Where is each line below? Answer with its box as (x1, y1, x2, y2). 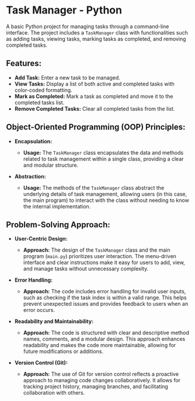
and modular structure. (23, 162, 79, 169)
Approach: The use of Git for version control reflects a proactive (23, 371, 179, 378)
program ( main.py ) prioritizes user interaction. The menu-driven (23, 253, 177, 260)
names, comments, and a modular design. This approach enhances (23, 335, 186, 342)
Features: (6, 59, 42, 68)
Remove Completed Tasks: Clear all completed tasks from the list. (14, 105, 175, 112)
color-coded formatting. (14, 86, 72, 94)
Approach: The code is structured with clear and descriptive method (23, 329, 190, 337)
